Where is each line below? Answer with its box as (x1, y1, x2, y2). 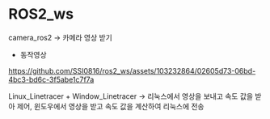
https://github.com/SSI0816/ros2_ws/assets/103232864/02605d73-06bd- (8, 66, 256, 75)
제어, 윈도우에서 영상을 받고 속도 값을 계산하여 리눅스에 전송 (16, 101, 205, 111)
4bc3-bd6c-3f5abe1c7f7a (8, 74, 95, 84)
